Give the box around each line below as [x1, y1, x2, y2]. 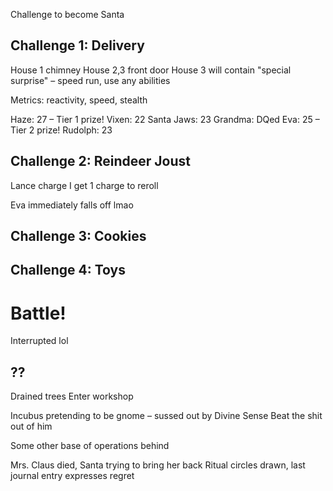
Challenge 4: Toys [10, 262, 126, 279]
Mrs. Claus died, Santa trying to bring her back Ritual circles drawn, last [10, 459, 306, 471]
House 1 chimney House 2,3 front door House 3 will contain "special [10, 64, 292, 76]
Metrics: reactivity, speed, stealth [10, 94, 148, 106]
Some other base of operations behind [10, 440, 170, 452]
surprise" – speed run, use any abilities [10, 74, 171, 86]
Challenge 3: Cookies [10, 228, 147, 245]
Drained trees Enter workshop [10, 390, 134, 403]
